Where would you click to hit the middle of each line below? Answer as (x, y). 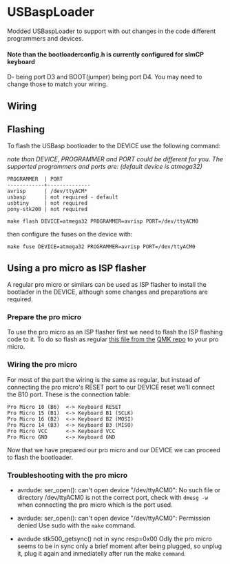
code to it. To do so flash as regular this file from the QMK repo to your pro (113, 339)
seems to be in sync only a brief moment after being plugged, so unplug (119, 546)
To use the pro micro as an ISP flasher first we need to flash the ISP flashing (115, 332)
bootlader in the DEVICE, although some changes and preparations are (107, 292)
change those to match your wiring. (57, 84)
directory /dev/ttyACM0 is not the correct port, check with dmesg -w (113, 498)
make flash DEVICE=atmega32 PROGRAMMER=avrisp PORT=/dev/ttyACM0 (103, 221)
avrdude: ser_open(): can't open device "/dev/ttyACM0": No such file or (119, 490)
